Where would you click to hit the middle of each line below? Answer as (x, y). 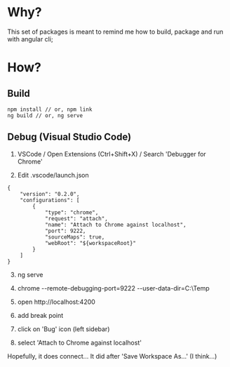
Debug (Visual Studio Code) (69, 137)
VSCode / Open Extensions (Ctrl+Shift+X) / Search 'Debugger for (112, 154)
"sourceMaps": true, (75, 237)
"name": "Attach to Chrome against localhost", (116, 225)
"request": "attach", (76, 218)
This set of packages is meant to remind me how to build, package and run (115, 32)
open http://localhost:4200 (56, 302)
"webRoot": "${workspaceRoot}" (90, 243)
